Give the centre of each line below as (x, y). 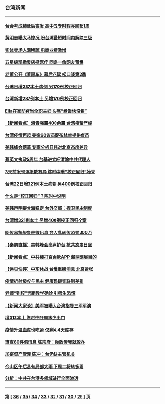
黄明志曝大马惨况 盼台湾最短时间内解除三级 (49, 38)
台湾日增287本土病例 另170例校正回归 (43, 87)
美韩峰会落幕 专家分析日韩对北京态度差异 (47, 147)
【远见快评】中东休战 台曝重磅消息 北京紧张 (49, 269)
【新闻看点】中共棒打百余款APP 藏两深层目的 (51, 257)
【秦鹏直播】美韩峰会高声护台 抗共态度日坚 (49, 245)
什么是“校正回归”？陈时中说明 (36, 196)
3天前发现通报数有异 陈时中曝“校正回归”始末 (50, 172)
